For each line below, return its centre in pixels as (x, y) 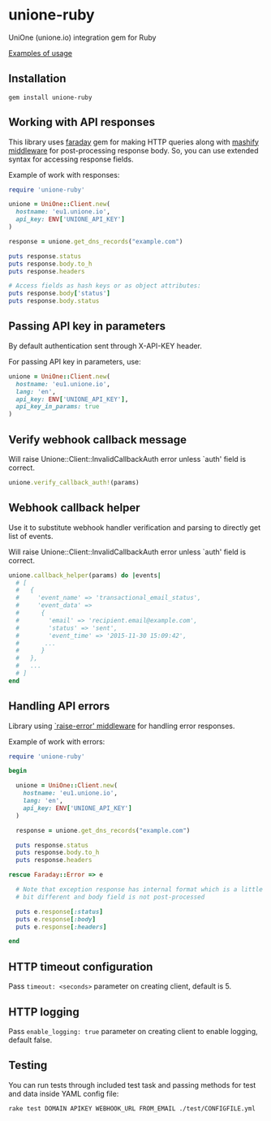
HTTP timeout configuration (81, 966)
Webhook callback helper (74, 508)
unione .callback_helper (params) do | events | (85, 575)
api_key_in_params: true (58, 407)
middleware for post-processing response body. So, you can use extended (133, 150)
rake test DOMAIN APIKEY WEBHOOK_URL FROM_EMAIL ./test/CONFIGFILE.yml (132, 1108)
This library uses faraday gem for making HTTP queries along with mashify (134, 142)
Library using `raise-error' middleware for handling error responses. (122, 726)
